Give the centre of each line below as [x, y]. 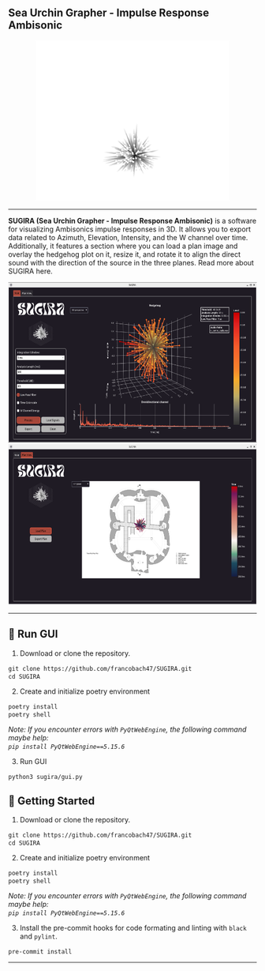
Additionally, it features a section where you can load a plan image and [123, 246]
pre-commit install [40, 952]
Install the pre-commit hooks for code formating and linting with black [133, 928]
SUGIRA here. [30, 271]
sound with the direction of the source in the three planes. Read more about [131, 262]
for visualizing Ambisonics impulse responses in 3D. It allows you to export [129, 229]
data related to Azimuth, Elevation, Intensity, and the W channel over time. [128, 237]
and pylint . [38, 936]
